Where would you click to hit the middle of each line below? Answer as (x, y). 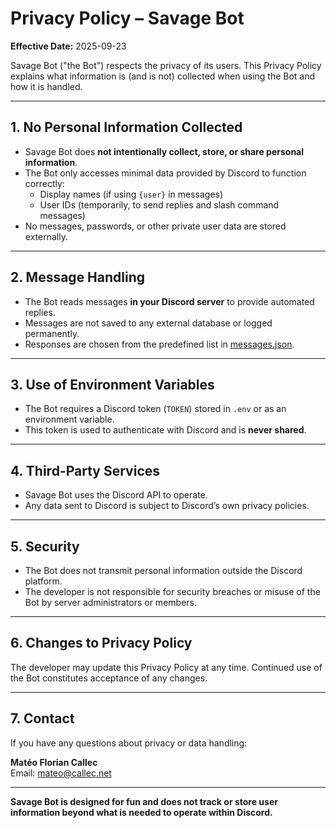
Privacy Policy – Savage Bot (127, 18)
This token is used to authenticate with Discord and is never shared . (165, 430)
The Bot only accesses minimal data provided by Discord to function (165, 173)
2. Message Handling (78, 277)
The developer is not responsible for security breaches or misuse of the (172, 591)
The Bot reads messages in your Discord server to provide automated (169, 301)
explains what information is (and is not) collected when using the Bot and (163, 76)
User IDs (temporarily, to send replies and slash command (159, 204)
